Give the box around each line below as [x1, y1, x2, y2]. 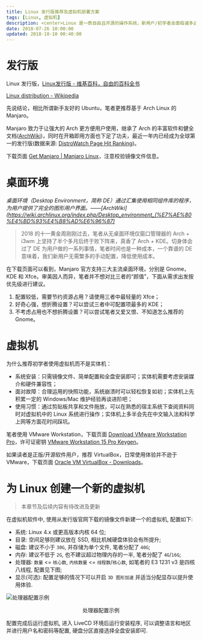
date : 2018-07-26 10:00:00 [6, 25, 74, 32]
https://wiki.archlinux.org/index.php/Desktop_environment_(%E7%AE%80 [8, 211, 192, 218]
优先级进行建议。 [6, 280, 49, 288]
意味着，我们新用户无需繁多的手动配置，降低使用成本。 [20, 253, 158, 259]
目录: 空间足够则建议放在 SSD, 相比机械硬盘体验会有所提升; [14, 536, 161, 543]
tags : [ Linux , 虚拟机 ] [6, 14, 61, 20]
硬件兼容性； [25, 380, 58, 387]
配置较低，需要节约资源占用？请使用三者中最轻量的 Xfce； [14, 293, 161, 300]
